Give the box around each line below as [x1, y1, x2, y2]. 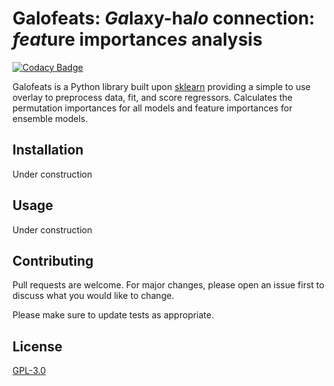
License [12, 338, 63, 355]
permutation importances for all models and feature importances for [12, 102, 293, 114]
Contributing [12, 252, 94, 269]
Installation [12, 142, 84, 159]
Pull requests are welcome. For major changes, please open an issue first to [12, 279, 325, 291]
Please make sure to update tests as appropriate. [12, 309, 215, 321]
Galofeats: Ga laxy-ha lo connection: [12, 7, 315, 30]
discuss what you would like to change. [12, 290, 175, 302]
